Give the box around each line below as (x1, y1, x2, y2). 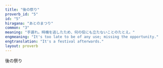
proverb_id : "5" (5, 12, 38, 17)
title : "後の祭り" (5, 7, 40, 12)
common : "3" (5, 25, 29, 30)
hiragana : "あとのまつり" (5, 21, 54, 26)
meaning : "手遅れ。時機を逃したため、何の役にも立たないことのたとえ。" (5, 30, 135, 35)
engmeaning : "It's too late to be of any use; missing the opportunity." (5, 35, 159, 40)
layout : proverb (5, 44, 38, 48)
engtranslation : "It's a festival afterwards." (5, 39, 104, 44)
